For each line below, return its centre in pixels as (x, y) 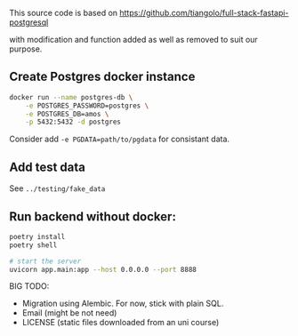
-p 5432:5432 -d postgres (73, 122)
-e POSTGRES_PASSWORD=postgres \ (87, 106)
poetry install (37, 236)
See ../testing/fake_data (57, 188)
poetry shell (33, 245)
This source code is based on (64, 13)
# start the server (45, 261)
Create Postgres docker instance (102, 77)
